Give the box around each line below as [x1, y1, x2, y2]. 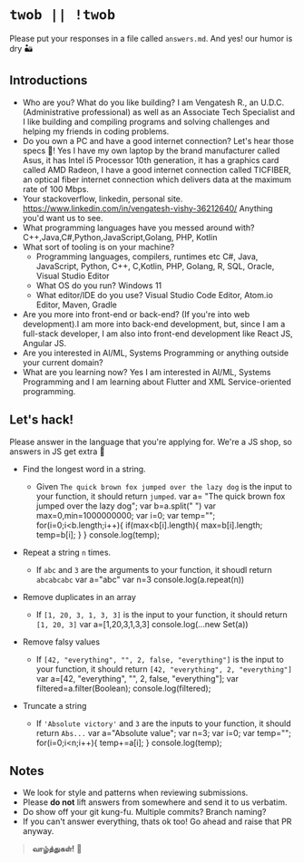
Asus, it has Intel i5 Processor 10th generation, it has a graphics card [22, 154, 279, 165]
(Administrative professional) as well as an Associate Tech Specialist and [22, 106, 296, 117]
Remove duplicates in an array [22, 591, 136, 602]
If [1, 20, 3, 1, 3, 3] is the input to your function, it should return [35, 609, 288, 620]
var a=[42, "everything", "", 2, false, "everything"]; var [35, 673, 239, 684]
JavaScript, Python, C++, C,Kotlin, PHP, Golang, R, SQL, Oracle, [35, 260, 275, 271]
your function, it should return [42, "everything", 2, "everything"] [35, 664, 292, 674]
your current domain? [22, 356, 103, 368]
